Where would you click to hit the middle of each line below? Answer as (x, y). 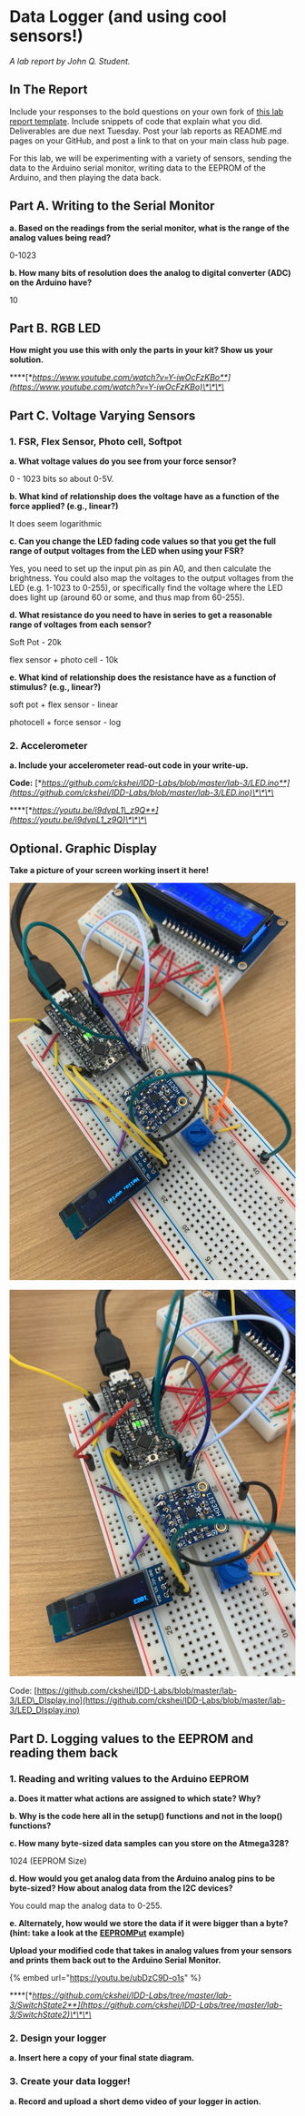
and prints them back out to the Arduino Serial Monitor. (115, 1960)
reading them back (64, 1752)
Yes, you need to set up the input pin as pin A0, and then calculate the (140, 568)
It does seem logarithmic (56, 524)
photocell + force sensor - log (65, 723)
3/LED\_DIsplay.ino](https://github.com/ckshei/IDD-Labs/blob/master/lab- (148, 1700)
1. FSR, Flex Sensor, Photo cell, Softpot (96, 441)
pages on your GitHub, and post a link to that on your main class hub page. (149, 140)
